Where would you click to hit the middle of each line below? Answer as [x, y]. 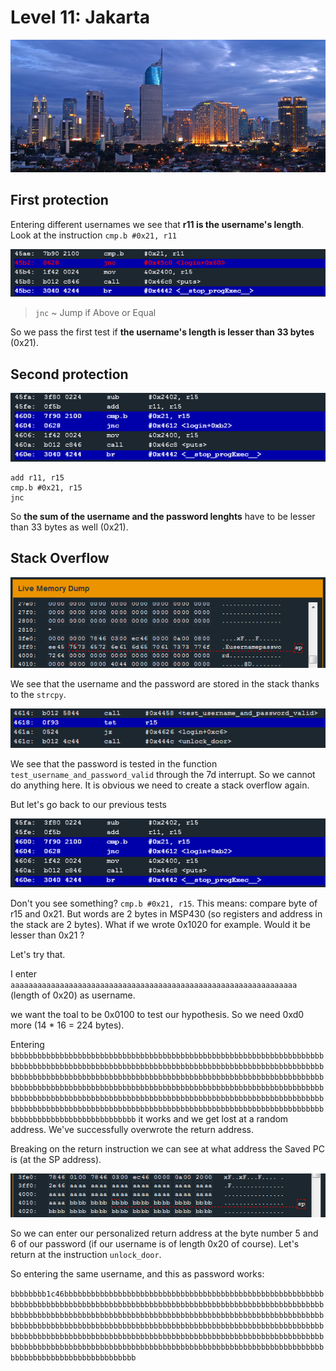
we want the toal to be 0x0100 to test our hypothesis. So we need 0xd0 [157, 1014]
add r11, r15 [37, 477]
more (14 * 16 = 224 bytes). [67, 1025]
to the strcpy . [38, 694]
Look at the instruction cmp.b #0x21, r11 [93, 235]
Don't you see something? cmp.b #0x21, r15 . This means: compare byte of [164, 903]
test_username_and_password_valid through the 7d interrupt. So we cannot [163, 774]
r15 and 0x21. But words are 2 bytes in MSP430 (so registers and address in [166, 913]
